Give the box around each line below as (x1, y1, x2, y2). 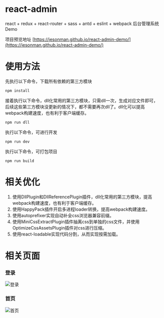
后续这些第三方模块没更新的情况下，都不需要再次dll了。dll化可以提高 (5, 103, 145, 110)
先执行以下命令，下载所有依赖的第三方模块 (5, 78, 92, 84)
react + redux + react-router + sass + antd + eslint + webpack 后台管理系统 (5, 20, 160, 26)
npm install (5, 88, 30, 93)
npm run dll (5, 120, 30, 125)
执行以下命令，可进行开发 (5, 129, 57, 135)
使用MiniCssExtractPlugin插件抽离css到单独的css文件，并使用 (12, 219, 140, 225)
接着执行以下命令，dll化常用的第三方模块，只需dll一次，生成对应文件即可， (5, 97, 158, 103)
